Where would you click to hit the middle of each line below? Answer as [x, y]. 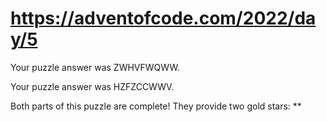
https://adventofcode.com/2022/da [163, 18]
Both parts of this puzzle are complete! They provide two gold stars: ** [156, 106]
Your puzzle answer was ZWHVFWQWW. [95, 67]
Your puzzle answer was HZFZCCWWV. [92, 86]
